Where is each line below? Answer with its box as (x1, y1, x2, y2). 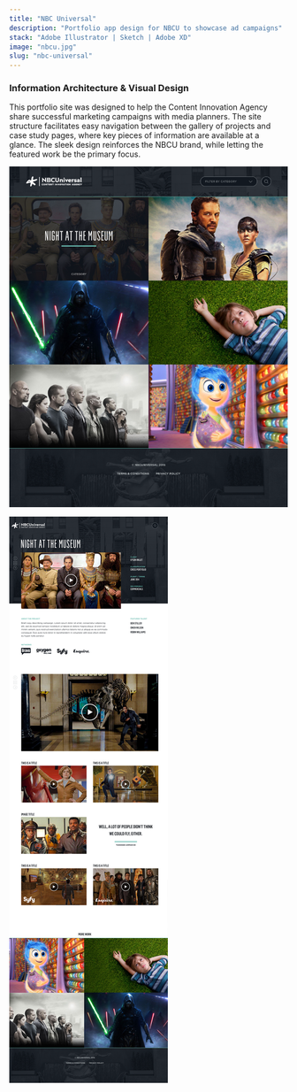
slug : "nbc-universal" (9, 51, 93, 61)
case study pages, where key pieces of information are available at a (9, 130, 260, 141)
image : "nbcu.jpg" (9, 42, 77, 51)
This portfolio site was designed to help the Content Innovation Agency (9, 102, 268, 112)
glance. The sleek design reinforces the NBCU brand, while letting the (9, 140, 263, 150)
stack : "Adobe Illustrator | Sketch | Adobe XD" (9, 33, 192, 42)
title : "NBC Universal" (9, 14, 97, 23)
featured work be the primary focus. (9, 149, 141, 159)
